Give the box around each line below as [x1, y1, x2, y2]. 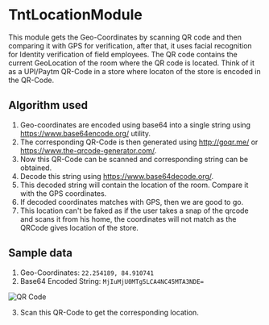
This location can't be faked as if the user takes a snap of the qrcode [19, 206, 249, 215]
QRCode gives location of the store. [19, 223, 139, 232]
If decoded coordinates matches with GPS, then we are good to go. [19, 197, 244, 206]
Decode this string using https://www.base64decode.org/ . [19, 171, 214, 181]
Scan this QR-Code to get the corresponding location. [19, 307, 199, 317]
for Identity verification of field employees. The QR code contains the [8, 49, 238, 59]
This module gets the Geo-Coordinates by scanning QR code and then [8, 32, 242, 42]
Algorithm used [8, 98, 89, 112]
